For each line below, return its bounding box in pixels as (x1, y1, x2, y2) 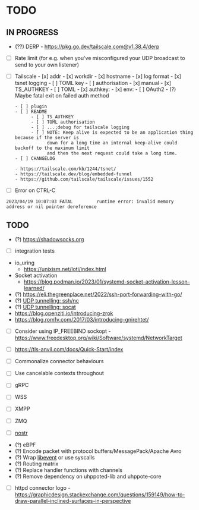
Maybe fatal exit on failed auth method (14, 92, 109, 99)
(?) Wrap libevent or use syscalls (14, 454, 95, 461)
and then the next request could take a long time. (46, 150, 178, 156)
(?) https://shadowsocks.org (14, 236, 84, 243)
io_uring (14, 259, 34, 266)
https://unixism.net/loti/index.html (23, 266, 106, 273)
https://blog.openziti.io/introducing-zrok (14, 310, 113, 317)
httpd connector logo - (14, 484, 71, 491)
